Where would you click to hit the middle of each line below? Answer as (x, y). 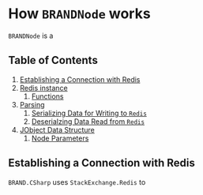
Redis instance (44, 88)
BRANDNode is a (31, 36)
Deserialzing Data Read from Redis (88, 121)
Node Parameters (60, 138)
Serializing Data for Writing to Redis (89, 113)
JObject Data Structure (57, 129)
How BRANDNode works (80, 14)
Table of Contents (53, 60)
